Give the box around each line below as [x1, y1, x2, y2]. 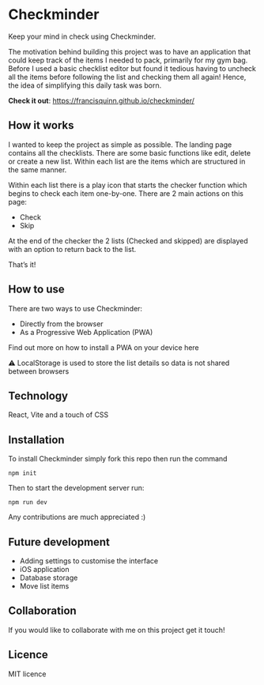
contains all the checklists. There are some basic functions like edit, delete [8, 148, 251, 157]
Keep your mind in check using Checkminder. [8, 32, 157, 41]
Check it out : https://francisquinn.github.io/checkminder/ [8, 96, 195, 105]
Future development [8, 535, 111, 548]
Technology [8, 389, 69, 402]
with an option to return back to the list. [8, 244, 137, 254]
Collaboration [8, 604, 77, 618]
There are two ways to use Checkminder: [8, 303, 143, 313]
